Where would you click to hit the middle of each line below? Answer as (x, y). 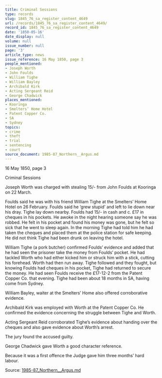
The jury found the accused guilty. (39, 337)
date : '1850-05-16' (25, 32)
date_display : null (25, 37)
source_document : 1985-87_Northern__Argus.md (52, 154)
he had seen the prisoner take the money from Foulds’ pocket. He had (75, 252)
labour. (12, 360)
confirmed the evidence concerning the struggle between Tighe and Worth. (81, 312)
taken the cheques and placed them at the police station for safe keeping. (79, 233)
